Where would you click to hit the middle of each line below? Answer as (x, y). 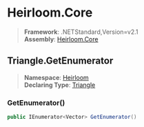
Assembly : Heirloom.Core (61, 39)
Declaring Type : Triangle (60, 85)
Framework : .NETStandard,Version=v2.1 (81, 32)
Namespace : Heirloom (56, 77)
